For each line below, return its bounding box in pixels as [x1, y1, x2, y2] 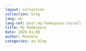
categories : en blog [5, 39, 47, 44]
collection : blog [5, 12, 40, 17]
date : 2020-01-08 [5, 30, 40, 34]
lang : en [5, 16, 23, 21]
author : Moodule [5, 34, 38, 39]
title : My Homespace [5, 25, 47, 30]
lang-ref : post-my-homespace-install [5, 20, 82, 26]
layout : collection [5, 7, 45, 12]
